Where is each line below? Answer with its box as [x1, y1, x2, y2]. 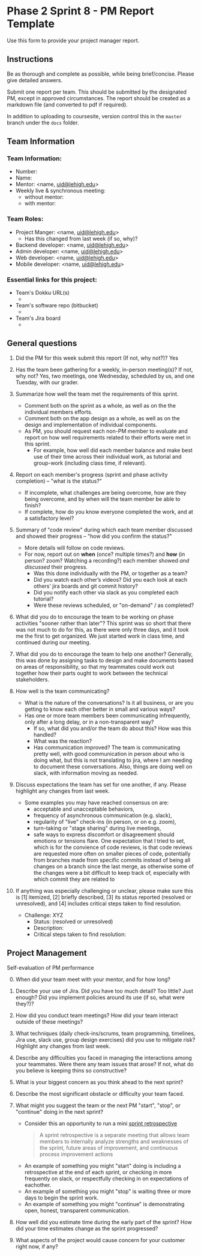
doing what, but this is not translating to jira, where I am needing [33, 756, 193, 764]
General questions [7, 338, 77, 349]
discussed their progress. [24, 563, 88, 570]
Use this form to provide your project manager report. [7, 37, 140, 44]
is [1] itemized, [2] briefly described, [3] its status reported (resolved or [15, 893, 191, 901]
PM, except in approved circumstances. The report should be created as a [7, 94, 191, 101]
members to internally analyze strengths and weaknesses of [39, 1138, 188, 1145]
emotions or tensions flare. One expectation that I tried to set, [33, 837, 185, 844]
